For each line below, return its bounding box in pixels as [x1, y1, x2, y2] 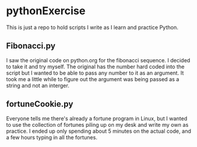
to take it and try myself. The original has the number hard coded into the [6, 63, 185, 70]
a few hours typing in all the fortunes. [6, 133, 98, 140]
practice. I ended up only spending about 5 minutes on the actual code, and [6, 127, 192, 135]
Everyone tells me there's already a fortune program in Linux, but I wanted [6, 114, 188, 122]
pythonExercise [6, 4, 86, 18]
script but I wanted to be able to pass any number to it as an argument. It [6, 69, 184, 76]
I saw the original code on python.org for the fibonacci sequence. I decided [6, 56, 190, 63]
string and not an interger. [6, 82, 69, 89]
